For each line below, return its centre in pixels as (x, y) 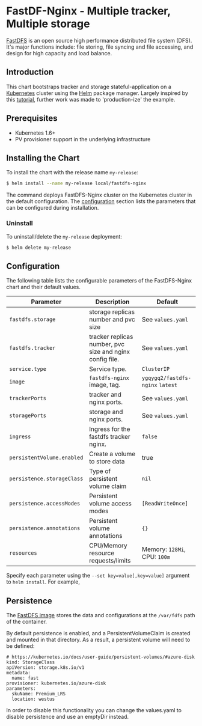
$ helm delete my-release (38, 248)
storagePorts (28, 416)
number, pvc (107, 344)
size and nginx (110, 352)
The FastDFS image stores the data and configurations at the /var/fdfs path (101, 615)
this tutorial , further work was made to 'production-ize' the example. (91, 99)
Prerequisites (32, 118)
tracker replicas (111, 337)
